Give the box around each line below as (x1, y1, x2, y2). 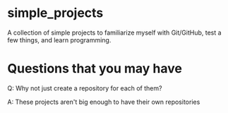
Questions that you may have (7, 61, 182, 77)
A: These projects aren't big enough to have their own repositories (7, 97, 200, 106)
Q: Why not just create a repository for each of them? (7, 83, 162, 93)
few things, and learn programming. (7, 35, 112, 44)
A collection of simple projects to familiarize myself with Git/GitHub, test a (7, 28, 222, 37)
